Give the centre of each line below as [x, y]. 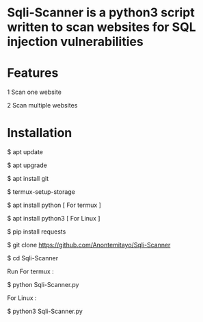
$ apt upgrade [27, 165]
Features [33, 73]
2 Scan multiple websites [42, 106]
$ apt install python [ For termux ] [54, 205]
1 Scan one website [34, 92]
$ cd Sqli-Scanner [33, 258]
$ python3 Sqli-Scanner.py [45, 311]
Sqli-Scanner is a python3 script [101, 13]
